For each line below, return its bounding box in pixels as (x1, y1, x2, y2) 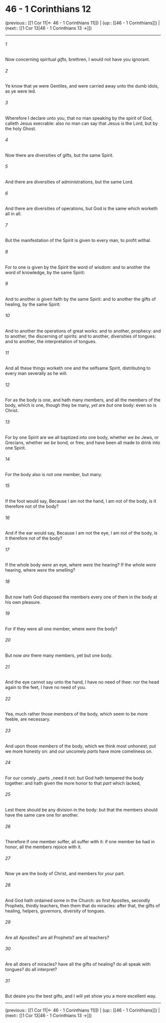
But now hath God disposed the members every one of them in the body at (5, 594, 158, 600)
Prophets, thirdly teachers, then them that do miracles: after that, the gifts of (5, 902, 160, 909)
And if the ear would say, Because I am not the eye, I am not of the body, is (5, 530, 158, 536)
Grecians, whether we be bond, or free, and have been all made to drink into (5, 439, 161, 445)
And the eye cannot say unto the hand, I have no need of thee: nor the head (5, 679, 160, 685)
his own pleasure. (5, 599, 41, 605)
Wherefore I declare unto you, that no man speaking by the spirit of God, (5, 115, 153, 121)
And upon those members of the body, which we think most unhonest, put (5, 743, 157, 749)
